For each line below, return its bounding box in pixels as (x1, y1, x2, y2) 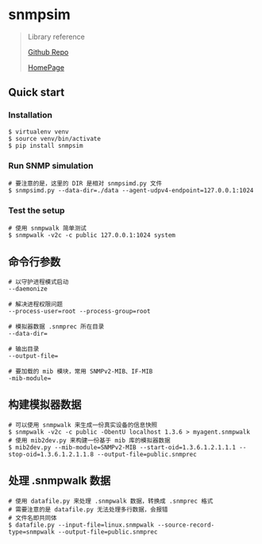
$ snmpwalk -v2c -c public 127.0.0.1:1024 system (8, 231, 176, 239)
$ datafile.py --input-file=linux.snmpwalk (8, 521, 155, 529)
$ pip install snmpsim (8, 142, 83, 150)
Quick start (8, 86, 65, 99)
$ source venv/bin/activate (8, 134, 102, 142)
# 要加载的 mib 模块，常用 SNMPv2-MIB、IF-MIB (8, 367, 153, 375)
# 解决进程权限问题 (8, 301, 64, 309)
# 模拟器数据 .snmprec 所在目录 (8, 323, 105, 331)
